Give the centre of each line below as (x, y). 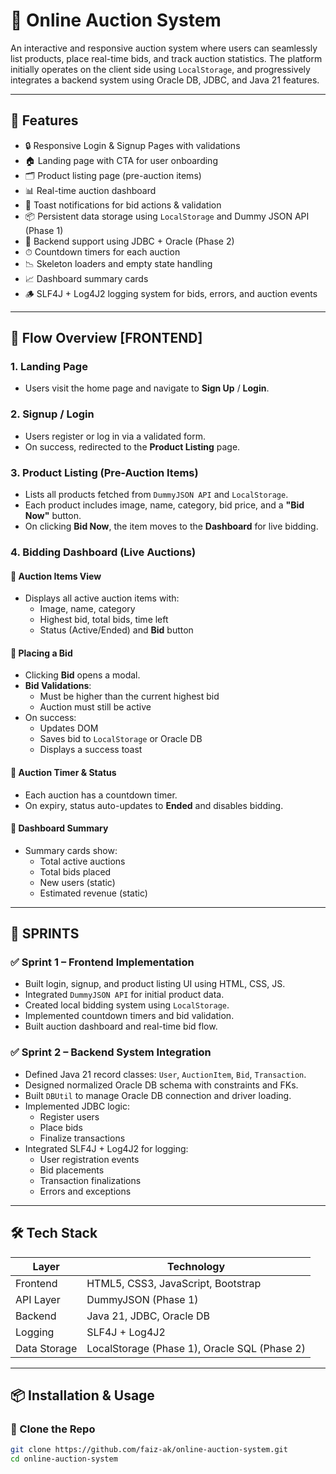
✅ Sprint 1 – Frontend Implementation (102, 962)
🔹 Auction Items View (56, 576)
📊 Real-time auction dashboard (90, 190)
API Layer (38, 1299)
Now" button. (53, 516)
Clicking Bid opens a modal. (82, 675)
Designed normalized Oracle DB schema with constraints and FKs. (161, 1085)
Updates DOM (69, 728)
